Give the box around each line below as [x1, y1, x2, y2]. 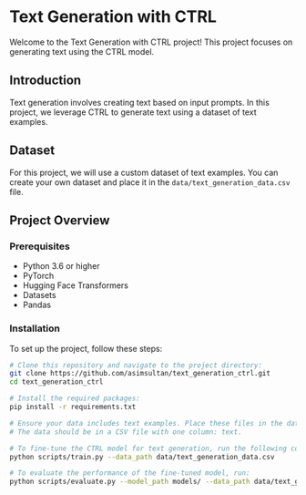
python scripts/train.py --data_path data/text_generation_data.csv [9, 452, 275, 461]
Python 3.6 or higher [22, 261, 100, 272]
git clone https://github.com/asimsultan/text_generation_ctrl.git [9, 369, 271, 378]
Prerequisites [9, 240, 70, 253]
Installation [9, 322, 61, 335]
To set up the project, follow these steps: [9, 343, 163, 354]
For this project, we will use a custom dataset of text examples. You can [9, 167, 279, 178]
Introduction [9, 73, 82, 88]
